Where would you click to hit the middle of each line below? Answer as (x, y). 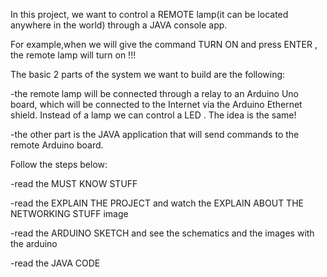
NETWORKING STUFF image (69, 213)
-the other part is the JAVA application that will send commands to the (155, 134)
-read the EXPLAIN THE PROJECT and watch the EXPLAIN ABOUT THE (157, 203)
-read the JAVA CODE (55, 263)
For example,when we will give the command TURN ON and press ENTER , (164, 44)
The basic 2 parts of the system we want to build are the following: (148, 74)
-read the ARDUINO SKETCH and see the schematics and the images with (162, 233)
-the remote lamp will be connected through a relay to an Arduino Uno (154, 93)
